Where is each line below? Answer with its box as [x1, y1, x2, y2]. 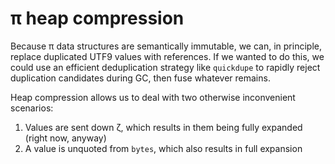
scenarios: [10, 102, 54, 114]
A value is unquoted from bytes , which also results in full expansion [24, 142, 303, 154]
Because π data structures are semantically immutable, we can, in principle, [10, 40, 322, 52]
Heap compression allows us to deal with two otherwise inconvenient [10, 91, 296, 103]
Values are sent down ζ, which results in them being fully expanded [24, 121, 303, 133]
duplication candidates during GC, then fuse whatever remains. [10, 72, 271, 84]
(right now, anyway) [24, 132, 107, 144]
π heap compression [10, 7, 185, 30]
